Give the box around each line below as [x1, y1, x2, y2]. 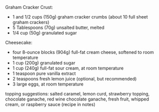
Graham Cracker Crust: [5, 4, 53, 10]
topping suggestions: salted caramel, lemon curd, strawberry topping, [5, 91, 150, 96]
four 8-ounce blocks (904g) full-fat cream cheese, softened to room [12, 49, 154, 55]
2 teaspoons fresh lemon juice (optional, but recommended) [12, 76, 137, 81]
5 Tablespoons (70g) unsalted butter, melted [12, 24, 104, 30]
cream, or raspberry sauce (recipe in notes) [5, 101, 96, 107]
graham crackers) [12, 19, 50, 25]
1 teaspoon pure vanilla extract [12, 70, 76, 76]
